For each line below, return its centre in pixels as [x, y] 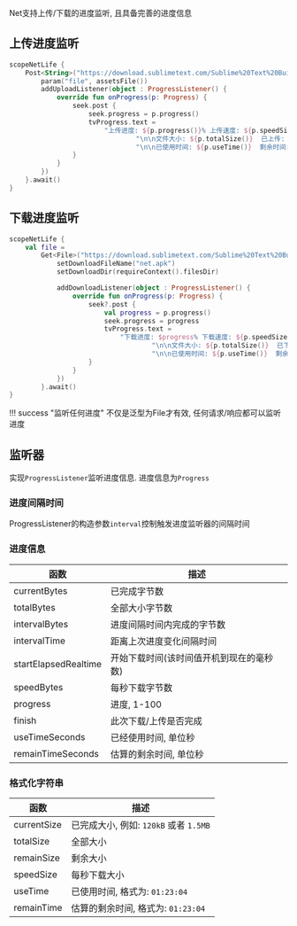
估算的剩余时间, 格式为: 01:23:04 [138, 908]
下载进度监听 [44, 218]
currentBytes [41, 590]
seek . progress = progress [152, 321]
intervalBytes [41, 624]
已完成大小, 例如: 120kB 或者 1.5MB [140, 825]
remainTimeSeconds [56, 753]
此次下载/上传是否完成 [156, 720]
